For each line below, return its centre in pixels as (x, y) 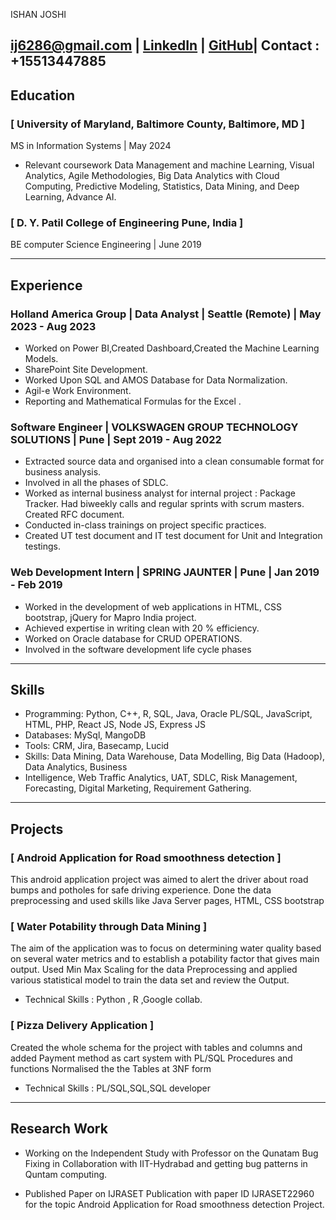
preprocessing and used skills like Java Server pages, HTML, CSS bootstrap (167, 901)
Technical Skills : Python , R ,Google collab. (113, 1000)
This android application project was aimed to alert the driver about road (159, 880)
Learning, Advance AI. (70, 197)
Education (43, 95)
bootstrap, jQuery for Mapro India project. (110, 617)
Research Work (59, 1129)
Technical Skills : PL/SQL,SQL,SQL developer (118, 1088)
